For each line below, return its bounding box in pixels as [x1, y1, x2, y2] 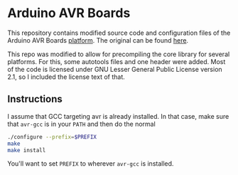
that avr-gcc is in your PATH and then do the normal [7, 120, 156, 128]
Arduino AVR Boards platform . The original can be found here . [7, 36, 189, 44]
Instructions [7, 93, 63, 105]
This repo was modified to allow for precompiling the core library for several [7, 50, 230, 58]
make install [7, 147, 46, 154]
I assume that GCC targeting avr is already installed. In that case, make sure [7, 112, 229, 120]
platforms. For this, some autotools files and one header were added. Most [7, 57, 226, 65]
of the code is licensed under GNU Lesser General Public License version [7, 65, 222, 73]
